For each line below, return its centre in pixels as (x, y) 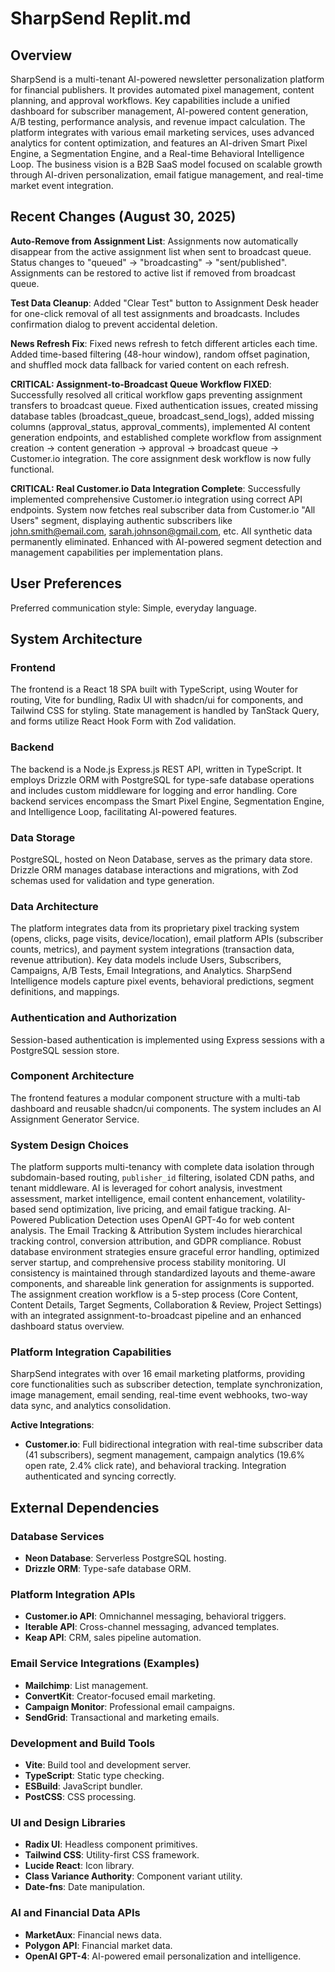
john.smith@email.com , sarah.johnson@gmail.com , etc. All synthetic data (161, 531)
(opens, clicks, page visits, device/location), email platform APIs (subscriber (167, 939)
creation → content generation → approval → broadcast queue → (144, 448)
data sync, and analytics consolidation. (91, 1406)
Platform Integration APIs (73, 1594)
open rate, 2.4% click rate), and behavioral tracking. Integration (155, 1466)
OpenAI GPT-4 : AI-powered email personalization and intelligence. (163, 1956)
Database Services (57, 1536)
